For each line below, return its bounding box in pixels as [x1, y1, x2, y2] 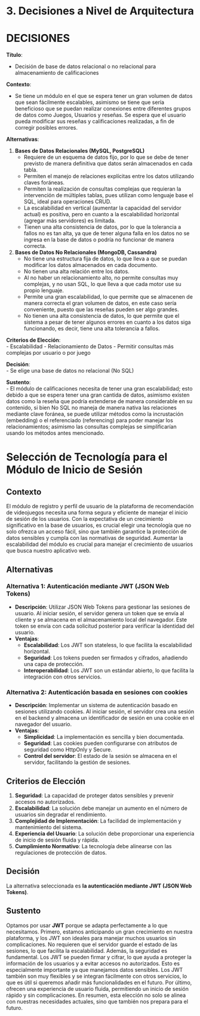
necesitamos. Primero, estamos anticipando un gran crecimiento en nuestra [6, 928, 193, 935]
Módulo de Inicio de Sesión [6, 463, 143, 477]
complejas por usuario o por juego [6, 349, 91, 357]
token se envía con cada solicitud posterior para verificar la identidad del [14, 622, 195, 630]
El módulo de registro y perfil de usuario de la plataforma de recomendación [6, 503, 194, 510]
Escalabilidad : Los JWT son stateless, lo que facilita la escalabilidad [23, 641, 192, 649]
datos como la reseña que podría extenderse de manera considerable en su [6, 398, 193, 405]
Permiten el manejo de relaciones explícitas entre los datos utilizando [23, 173, 194, 180]
